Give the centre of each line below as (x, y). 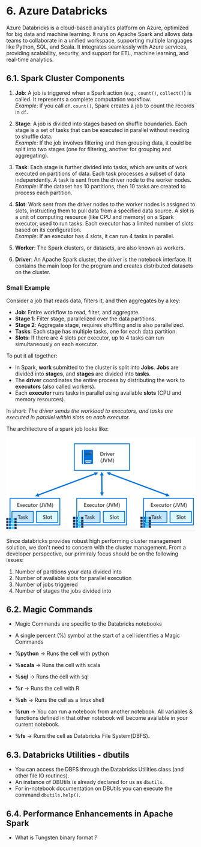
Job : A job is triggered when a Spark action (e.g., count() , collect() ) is (103, 93)
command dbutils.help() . (48, 795)
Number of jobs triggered (46, 584)
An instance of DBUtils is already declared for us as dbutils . (89, 782)
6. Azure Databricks (57, 11)
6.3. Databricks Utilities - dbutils (68, 755)
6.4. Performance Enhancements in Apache (90, 814)
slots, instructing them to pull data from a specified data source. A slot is (104, 211)
